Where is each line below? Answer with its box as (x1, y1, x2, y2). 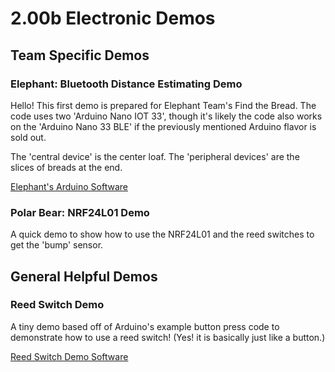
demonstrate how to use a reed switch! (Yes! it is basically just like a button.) (10, 331, 326, 343)
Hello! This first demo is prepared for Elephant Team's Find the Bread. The (10, 99, 317, 111)
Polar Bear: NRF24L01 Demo (10, 205, 150, 219)
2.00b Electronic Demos (10, 7, 216, 30)
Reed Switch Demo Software (10, 350, 129, 362)
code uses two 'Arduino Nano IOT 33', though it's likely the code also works (10, 110, 323, 122)
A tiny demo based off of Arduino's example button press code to (10, 320, 280, 332)
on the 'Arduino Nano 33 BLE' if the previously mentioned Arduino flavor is (10, 120, 317, 132)
